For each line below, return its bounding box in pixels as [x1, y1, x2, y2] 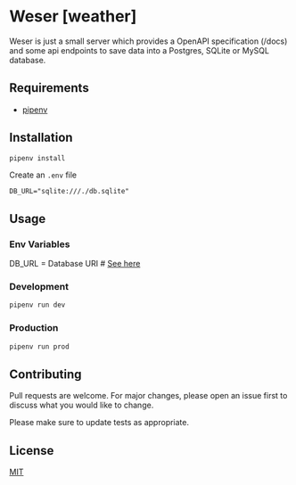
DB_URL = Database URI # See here [9, 259, 141, 269]
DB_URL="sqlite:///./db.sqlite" [9, 187, 129, 196]
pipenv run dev [9, 300, 66, 309]
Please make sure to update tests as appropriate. [9, 417, 190, 428]
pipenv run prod [9, 341, 70, 351]
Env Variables [9, 238, 70, 251]
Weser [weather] [9, 6, 137, 27]
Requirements [9, 80, 89, 95]
